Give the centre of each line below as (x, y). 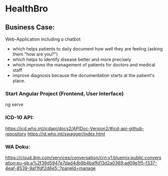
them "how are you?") (35, 54)
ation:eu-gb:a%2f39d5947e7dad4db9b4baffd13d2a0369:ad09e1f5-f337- (81, 162)
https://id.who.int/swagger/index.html (66, 133)
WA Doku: (18, 146)
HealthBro (27, 9)
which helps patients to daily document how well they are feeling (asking (88, 49)
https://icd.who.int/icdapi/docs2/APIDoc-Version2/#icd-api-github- (75, 128)
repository (16, 133)
